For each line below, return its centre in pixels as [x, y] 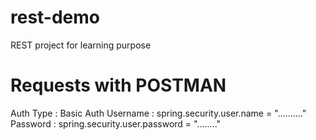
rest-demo [55, 17]
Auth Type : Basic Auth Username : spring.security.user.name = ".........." [158, 113]
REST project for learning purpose [81, 45]
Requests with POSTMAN [118, 85]
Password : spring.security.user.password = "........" [116, 123]
